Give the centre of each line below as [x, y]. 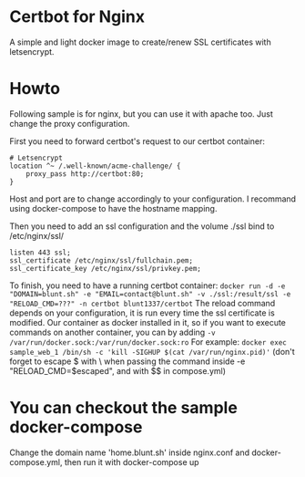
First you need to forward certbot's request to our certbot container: [137, 141]
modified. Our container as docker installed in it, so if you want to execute [148, 322]
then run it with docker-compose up [132, 461]
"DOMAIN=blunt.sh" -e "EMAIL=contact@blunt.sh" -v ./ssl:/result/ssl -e [150, 294]
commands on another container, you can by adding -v [112, 332]
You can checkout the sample [124, 408]
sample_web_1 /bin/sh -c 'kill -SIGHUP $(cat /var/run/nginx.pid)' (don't [152, 351]
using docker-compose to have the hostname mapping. [113, 208]
